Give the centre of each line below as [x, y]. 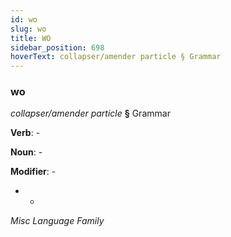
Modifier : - [33, 172]
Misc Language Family [57, 221]
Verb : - [25, 133]
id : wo [24, 19]
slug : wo [28, 29]
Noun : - [26, 152]
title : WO [31, 38]
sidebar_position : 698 [57, 47]
